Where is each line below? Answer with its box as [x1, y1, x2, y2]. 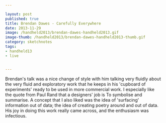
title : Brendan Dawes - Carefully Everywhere [5, 21, 101, 26]
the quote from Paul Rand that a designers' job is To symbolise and [5, 92, 143, 98]
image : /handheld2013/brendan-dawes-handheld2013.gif [5, 30, 119, 35]
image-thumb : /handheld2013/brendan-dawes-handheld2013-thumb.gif [5, 35, 146, 40]
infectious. [5, 113, 27, 119]
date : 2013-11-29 [5, 25, 41, 30]
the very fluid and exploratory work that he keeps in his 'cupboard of [5, 81, 146, 87]
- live [5, 53, 19, 58]
